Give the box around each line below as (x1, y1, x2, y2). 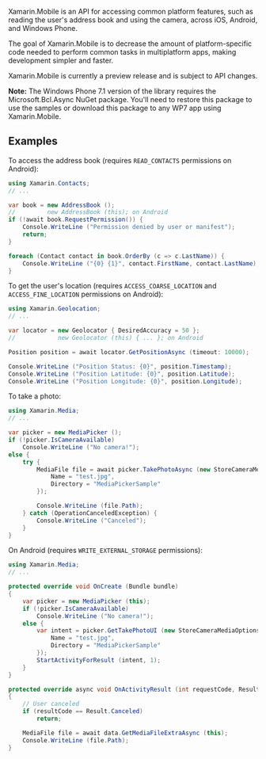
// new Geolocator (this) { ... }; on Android (8, 334, 203, 342)
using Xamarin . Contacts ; (8, 179, 90, 187)
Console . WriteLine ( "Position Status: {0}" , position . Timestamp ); (8, 362, 232, 371)
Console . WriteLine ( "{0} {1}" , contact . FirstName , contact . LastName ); (22, 259, 260, 268)
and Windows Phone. (8, 24, 78, 32)
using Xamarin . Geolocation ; (8, 305, 101, 313)
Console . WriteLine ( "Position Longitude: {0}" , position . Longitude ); (8, 377, 243, 385)
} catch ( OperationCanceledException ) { (22, 509, 158, 517)
